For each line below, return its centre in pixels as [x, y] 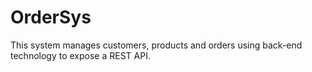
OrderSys [51, 17]
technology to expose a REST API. [80, 55]
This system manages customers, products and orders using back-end [156, 45]
